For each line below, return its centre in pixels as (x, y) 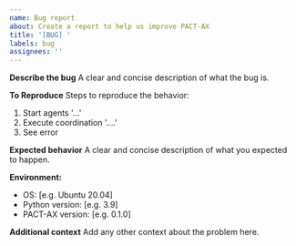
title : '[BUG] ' (40, 35)
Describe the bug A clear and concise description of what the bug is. (139, 77)
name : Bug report (42, 18)
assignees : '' (36, 52)
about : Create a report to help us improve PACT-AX (109, 26)
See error (41, 132)
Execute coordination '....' (70, 123)
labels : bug (32, 43)
